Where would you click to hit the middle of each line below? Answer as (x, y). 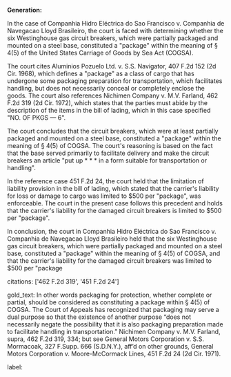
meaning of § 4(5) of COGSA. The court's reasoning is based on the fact (110, 146)
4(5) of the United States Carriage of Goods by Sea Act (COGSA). (100, 53)
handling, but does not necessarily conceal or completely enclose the (106, 88)
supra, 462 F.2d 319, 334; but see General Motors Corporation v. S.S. (106, 339)
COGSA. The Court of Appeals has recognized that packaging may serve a (113, 310)
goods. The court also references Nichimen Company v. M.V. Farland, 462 (113, 95)
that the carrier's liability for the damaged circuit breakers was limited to (110, 261)
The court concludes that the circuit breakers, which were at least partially (113, 131)
